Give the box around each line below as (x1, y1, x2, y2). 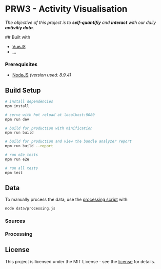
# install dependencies (5, 99, 54, 104)
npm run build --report (5, 144, 54, 149)
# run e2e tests (5, 153, 38, 157)
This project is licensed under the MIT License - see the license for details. (5, 258, 155, 264)
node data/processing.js (5, 206, 56, 211)
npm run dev (5, 117, 29, 122)
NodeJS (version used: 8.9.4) (12, 72, 72, 78)
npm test (5, 170, 23, 175)
